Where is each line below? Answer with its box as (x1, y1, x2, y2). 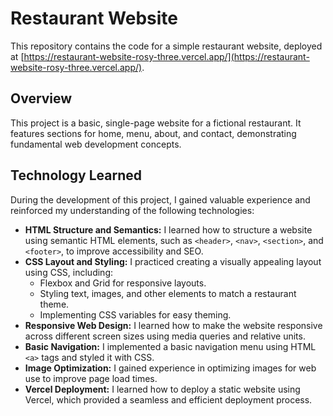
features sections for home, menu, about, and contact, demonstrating (10, 127, 297, 139)
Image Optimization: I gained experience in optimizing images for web (24, 362, 317, 374)
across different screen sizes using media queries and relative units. (24, 330, 306, 342)
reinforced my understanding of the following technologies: (10, 204, 255, 216)
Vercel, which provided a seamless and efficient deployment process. (24, 393, 313, 406)
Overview (10, 90, 73, 107)
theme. (39, 298, 70, 310)
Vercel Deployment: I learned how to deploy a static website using (24, 383, 301, 395)
